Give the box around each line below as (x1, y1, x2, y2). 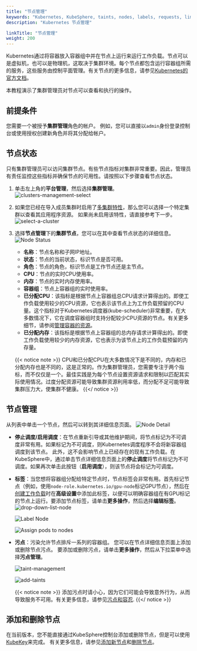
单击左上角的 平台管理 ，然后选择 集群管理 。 (14, 185, 118, 192)
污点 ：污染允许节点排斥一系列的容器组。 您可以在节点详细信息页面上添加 (14, 538, 191, 545)
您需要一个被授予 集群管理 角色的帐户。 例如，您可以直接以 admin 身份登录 (6, 122, 180, 129)
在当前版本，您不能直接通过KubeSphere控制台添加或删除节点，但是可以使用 (6, 631, 191, 638)
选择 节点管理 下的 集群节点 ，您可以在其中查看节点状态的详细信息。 (14, 229, 174, 236)
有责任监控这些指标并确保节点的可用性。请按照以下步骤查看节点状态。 (6, 172, 176, 179)
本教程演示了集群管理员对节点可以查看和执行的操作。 (6, 87, 135, 94)
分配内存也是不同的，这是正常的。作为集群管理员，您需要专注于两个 (14, 363, 179, 370)
